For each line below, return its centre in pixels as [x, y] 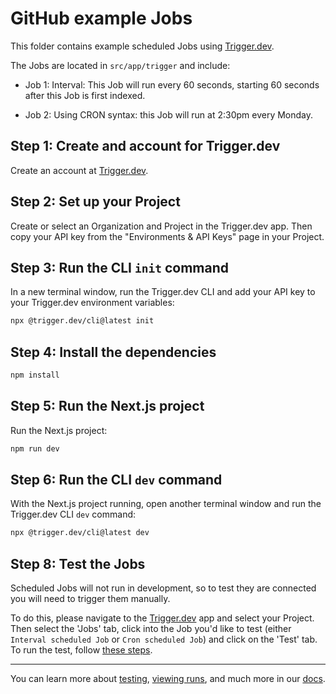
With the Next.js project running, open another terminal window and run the [166, 504]
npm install [35, 375]
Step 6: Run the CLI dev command [116, 480]
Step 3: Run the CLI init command [120, 267]
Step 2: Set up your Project [95, 202]
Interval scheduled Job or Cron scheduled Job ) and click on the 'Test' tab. [164, 639]
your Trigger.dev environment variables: [92, 303]
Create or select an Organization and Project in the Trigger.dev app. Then [161, 226]
